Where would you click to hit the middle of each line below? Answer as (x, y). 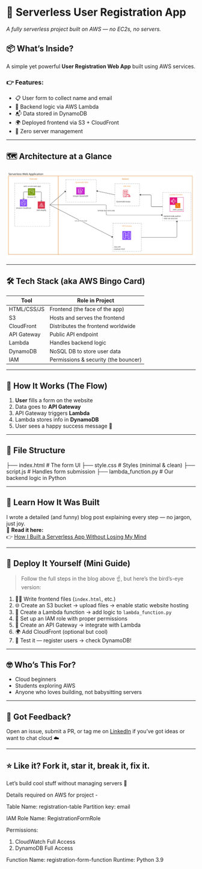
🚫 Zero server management (49, 131)
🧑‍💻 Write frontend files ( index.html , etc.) (65, 599)
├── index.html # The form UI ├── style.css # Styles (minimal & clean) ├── (101, 465)
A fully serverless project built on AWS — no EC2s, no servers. (84, 29)
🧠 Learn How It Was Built (53, 503)
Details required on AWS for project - (52, 795)
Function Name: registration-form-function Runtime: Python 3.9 (85, 859)
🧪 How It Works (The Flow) (57, 386)
